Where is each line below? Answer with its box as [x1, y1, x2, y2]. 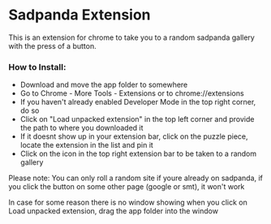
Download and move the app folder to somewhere [19, 80, 188, 90]
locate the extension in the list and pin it [19, 140, 154, 150]
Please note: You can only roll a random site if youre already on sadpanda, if [8, 173, 264, 183]
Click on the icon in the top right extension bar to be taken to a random [19, 149, 257, 159]
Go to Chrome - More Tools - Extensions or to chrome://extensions [19, 88, 245, 98]
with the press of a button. [8, 41, 97, 50]
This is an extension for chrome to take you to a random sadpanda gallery [8, 32, 256, 42]
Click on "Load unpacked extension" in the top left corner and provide [19, 114, 255, 124]
